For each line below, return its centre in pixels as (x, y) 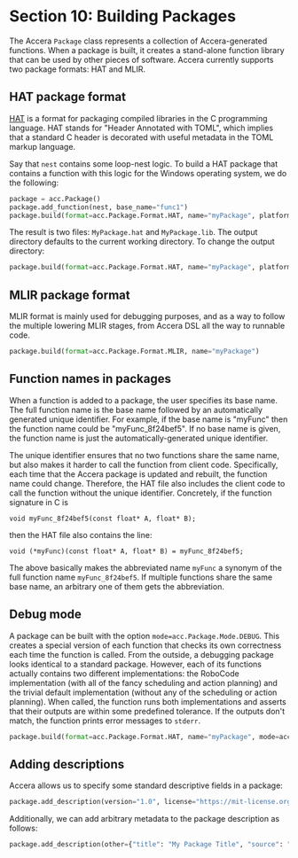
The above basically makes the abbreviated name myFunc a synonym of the (145, 567)
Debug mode (46, 615)
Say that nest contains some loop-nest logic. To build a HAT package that (144, 164)
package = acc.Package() (55, 199)
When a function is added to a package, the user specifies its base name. (143, 400)
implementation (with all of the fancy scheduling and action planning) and (143, 682)
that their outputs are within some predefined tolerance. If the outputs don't (147, 711)
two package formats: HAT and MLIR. (78, 69)
